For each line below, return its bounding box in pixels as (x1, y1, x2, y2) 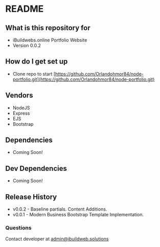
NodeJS (12, 104, 30, 110)
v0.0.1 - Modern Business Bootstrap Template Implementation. (12, 212, 144, 218)
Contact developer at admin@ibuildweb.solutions (5, 236, 109, 242)
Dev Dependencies (5, 164, 67, 173)
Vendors (5, 91, 33, 100)
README (5, 3, 44, 15)
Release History (5, 192, 57, 201)
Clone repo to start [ (12, 71, 56, 77)
